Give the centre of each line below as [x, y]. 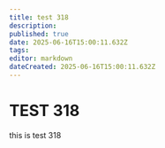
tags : [19, 51]
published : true [39, 34]
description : [33, 26]
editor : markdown [41, 58]
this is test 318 [35, 135]
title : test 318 [39, 17]
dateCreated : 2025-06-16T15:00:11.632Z [82, 67]
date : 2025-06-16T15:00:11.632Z [68, 42]
